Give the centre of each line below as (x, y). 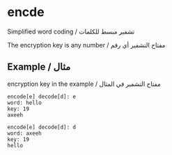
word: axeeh (24, 133)
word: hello (24, 103)
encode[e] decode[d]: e (42, 96)
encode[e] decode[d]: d (42, 127)
